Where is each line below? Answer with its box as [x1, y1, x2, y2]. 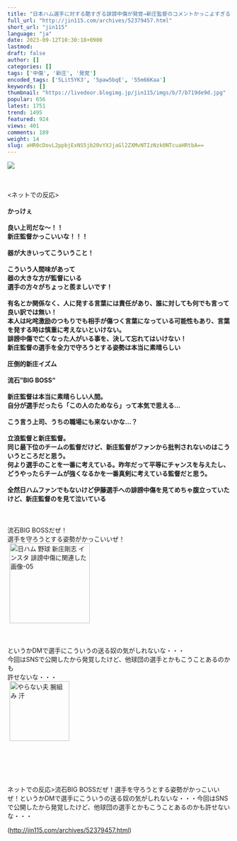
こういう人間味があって [7, 265, 76, 273]
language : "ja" [7, 30, 52, 38]
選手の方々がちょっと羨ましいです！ [7, 282, 113, 291]
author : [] [7, 57, 40, 64]
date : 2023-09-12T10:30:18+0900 [7, 37, 103, 44]
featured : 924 [7, 115, 50, 122]
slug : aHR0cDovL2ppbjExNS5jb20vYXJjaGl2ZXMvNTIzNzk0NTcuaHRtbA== [7, 142, 204, 149]
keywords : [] [7, 83, 46, 90]
